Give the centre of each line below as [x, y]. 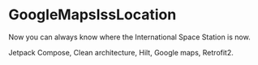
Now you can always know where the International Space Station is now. [129, 37]
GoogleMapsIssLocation [92, 15]
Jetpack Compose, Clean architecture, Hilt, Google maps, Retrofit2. [121, 52]
